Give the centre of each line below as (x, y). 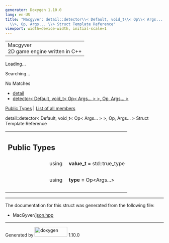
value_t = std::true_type (97, 163)
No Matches (18, 83)
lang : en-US (18, 15)
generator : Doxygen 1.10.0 (33, 10)
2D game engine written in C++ (45, 52)
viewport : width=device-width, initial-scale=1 (56, 29)
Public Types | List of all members (40, 109)
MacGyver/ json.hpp (33, 215)
